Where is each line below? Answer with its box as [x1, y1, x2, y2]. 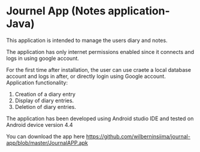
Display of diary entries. [14, 97, 74, 104]
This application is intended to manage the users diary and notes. [6, 37, 168, 44]
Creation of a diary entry [14, 90, 76, 98]
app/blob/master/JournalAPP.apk [6, 139, 89, 146]
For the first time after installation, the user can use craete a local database [6, 66, 192, 73]
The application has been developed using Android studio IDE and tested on [6, 115, 194, 122]
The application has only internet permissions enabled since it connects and [6, 48, 195, 55]
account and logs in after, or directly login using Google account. [6, 72, 166, 80]
